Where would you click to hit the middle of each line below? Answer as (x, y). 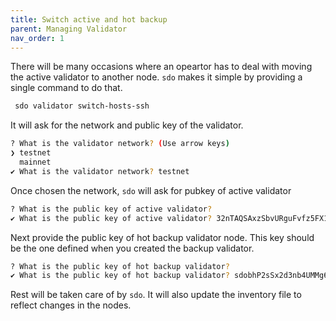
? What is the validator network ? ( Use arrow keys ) (120, 144)
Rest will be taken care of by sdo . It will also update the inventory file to (156, 295)
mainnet (35, 162)
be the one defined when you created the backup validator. (132, 248)
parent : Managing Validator (69, 29)
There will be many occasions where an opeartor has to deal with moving (161, 67)
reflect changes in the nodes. (71, 305)
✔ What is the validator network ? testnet (100, 171)
